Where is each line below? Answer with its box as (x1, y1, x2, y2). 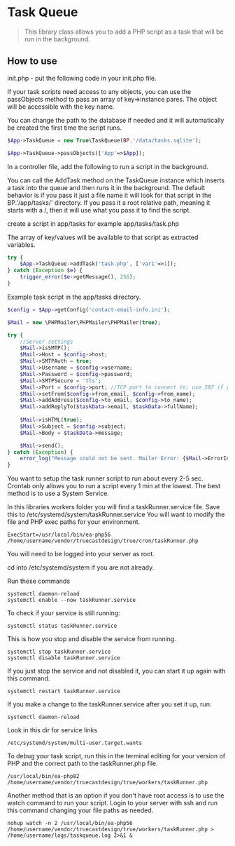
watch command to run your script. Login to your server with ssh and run (7, 799, 218, 807)
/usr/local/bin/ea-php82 (7, 773, 80, 780)
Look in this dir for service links (7, 726, 98, 734)
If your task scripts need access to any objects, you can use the (7, 87, 192, 95)
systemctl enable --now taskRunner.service (7, 597, 136, 604)
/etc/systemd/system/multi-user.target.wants (7, 739, 142, 747)
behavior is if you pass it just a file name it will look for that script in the (7, 191, 212, 199)
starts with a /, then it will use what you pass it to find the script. (7, 206, 191, 214)
